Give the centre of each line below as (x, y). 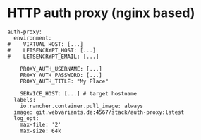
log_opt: (26, 118)
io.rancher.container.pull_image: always (81, 106)
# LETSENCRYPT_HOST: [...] (52, 50)
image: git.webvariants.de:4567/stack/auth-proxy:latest (99, 112)
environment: (33, 38)
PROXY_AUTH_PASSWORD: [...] (61, 75)
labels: (25, 100)
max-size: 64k (41, 131)
